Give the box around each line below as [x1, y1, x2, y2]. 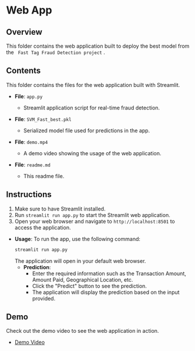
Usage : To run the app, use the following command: [14, 235, 141, 242]
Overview [6, 27, 43, 37]
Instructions [6, 189, 52, 200]
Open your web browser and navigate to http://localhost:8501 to [14, 218, 175, 225]
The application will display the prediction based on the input [32, 289, 180, 296]
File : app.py [14, 92, 43, 100]
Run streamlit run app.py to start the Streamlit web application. [14, 211, 170, 218]
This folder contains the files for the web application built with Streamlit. [6, 81, 180, 88]
